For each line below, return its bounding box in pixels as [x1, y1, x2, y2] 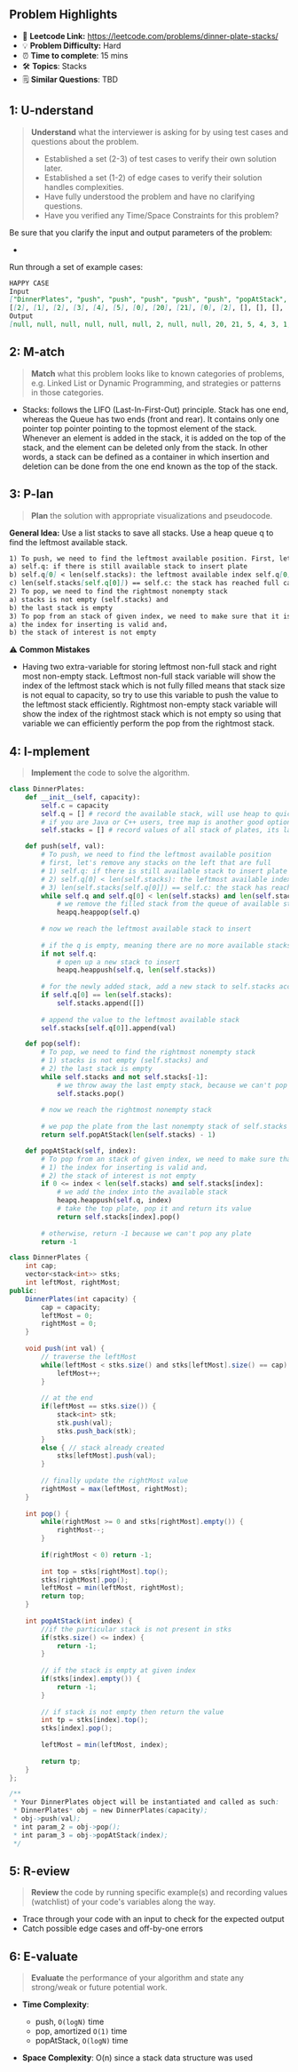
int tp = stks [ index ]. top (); [41, 1716, 149, 1725]
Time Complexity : [21, 1999, 90, 2010]
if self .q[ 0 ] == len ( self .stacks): [41, 990, 173, 1000]
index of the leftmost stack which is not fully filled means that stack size [21, 680, 286, 691]
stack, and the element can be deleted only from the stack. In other [21, 441, 269, 452]
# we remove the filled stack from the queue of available [56, 900, 279, 909]
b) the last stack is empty [9, 603, 114, 612]
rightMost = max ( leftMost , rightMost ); [41, 1484, 189, 1493]
